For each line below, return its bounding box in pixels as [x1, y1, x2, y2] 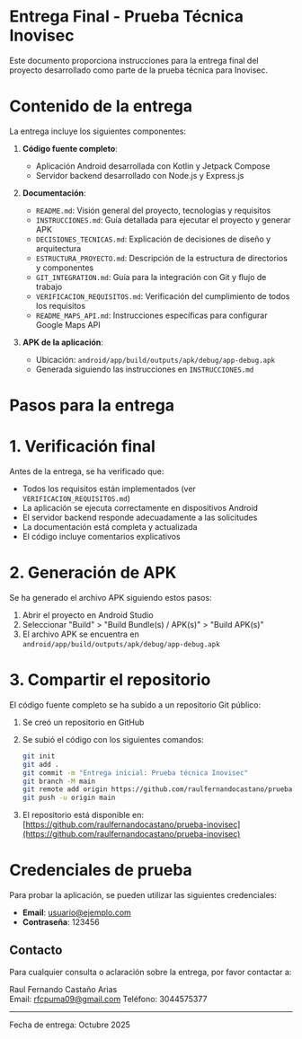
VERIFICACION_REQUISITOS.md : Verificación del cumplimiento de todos [35, 290, 290, 302]
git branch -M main [22, 777, 96, 786]
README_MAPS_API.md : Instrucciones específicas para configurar [35, 310, 268, 321]
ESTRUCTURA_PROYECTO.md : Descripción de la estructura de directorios [35, 252, 288, 263]
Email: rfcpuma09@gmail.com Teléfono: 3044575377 [9, 993, 208, 1004]
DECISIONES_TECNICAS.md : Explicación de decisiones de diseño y [35, 233, 271, 244]
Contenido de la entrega [9, 96, 193, 117]
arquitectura [35, 242, 82, 253]
